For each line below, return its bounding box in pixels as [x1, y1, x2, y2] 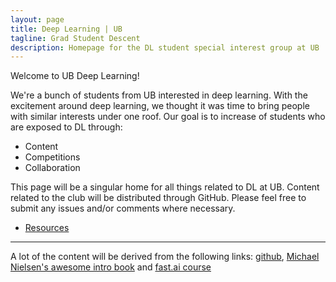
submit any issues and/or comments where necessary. [10, 202, 236, 215]
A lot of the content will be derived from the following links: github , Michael [10, 251, 320, 263]
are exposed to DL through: [10, 121, 123, 133]
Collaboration [24, 162, 81, 174]
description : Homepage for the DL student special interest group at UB [10, 42, 320, 53]
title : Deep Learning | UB [10, 24, 123, 34]
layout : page [10, 14, 65, 25]
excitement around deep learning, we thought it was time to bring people [10, 100, 310, 112]
